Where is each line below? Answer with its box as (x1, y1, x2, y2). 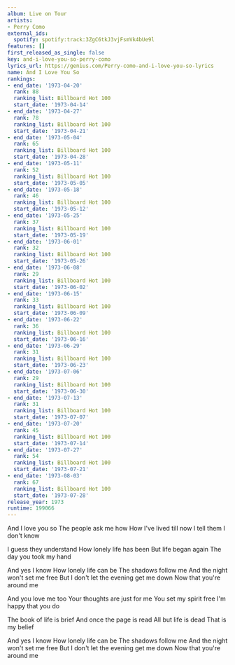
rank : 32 (13, 244, 39, 252)
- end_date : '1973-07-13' (7, 394, 83, 401)
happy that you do (7, 602, 60, 610)
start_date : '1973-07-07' (13, 414, 90, 421)
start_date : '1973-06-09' (13, 309, 90, 317)
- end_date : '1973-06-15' (7, 290, 83, 297)
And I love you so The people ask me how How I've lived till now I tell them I (7, 524, 226, 533)
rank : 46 (13, 192, 39, 199)
